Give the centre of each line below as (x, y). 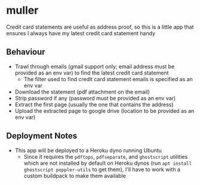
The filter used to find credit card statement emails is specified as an (108, 79)
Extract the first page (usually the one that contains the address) (94, 104)
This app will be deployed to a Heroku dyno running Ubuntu (88, 150)
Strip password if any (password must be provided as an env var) (95, 98)
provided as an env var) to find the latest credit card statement (92, 73)
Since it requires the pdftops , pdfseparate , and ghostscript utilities (106, 156)
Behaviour (26, 52)
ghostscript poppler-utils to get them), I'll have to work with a (102, 169)
